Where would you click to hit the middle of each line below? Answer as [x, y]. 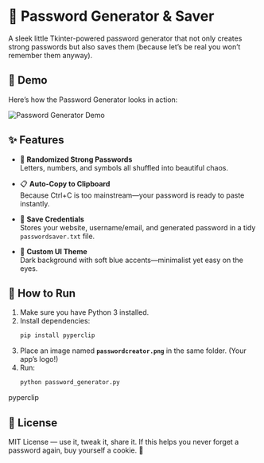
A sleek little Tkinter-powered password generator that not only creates [125, 38]
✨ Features [36, 140]
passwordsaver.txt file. [57, 236]
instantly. [35, 203]
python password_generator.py [70, 383]
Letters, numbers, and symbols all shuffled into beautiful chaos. [124, 167]
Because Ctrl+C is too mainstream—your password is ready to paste [132, 195]
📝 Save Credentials [52, 219]
